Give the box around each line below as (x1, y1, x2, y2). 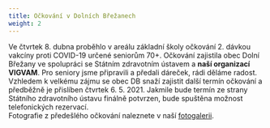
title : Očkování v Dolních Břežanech (8, 11, 136, 20)
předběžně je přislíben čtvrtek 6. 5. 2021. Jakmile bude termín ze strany (8, 84, 248, 94)
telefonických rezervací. (8, 102, 89, 112)
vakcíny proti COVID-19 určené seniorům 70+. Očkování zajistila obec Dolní (8, 50, 259, 60)
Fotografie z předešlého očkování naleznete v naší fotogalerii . (8, 110, 215, 120)
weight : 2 (8, 19, 42, 28)
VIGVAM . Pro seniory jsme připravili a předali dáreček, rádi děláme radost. (8, 67, 258, 77)
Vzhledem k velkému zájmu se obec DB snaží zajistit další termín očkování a (8, 76, 263, 86)
